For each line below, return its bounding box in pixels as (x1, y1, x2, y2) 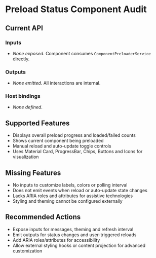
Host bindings (5, 93, 41, 100)
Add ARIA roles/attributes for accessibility (12, 237, 100, 243)
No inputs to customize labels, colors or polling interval (12, 182, 128, 188)
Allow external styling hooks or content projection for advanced (12, 242, 146, 248)
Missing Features (5, 168, 61, 177)
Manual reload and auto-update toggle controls (12, 143, 111, 149)
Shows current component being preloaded (12, 138, 104, 144)
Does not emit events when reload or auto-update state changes (12, 188, 148, 194)
